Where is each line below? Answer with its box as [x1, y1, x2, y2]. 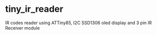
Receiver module [5, 25, 40, 31]
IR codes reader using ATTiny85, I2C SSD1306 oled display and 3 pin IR [5, 20, 152, 26]
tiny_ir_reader [5, 3, 64, 15]
